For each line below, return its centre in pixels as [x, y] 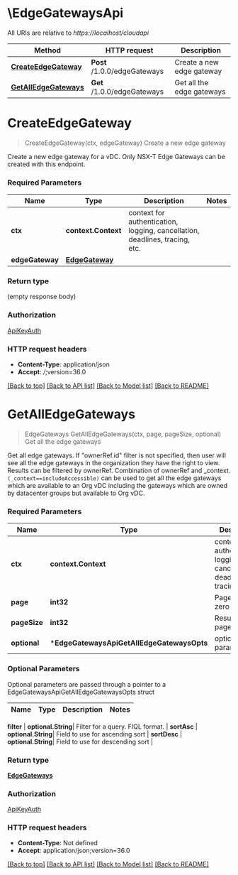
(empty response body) [42, 297]
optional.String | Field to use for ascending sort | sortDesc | [95, 734]
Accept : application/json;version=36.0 [74, 851]
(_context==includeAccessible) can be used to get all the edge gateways [114, 478]
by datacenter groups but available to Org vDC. [76, 493]
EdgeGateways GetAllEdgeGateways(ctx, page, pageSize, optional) [123, 434]
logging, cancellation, [164, 231]
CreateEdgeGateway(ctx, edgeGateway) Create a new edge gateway [125, 143]
